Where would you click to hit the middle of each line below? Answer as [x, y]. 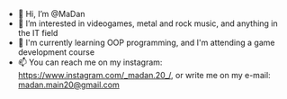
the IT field [38, 33]
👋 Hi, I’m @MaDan [51, 14]
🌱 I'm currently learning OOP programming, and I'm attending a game [146, 42]
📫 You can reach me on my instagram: [90, 62]
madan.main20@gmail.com [68, 85]
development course [56, 52]
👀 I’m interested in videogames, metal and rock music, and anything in [148, 23]
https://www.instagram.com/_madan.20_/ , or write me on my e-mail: [144, 75]
